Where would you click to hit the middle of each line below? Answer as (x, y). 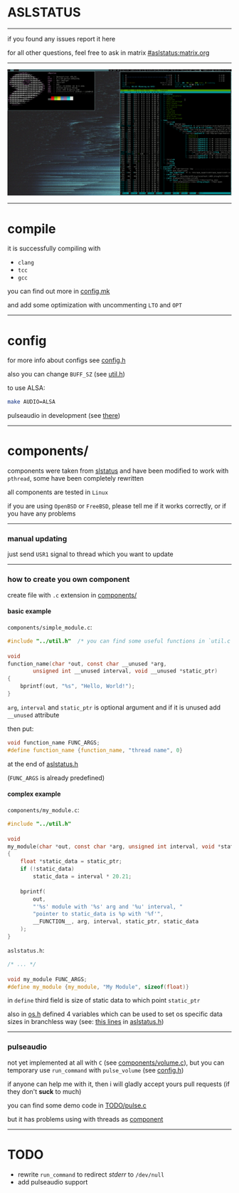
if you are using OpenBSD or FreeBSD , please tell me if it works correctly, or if (117, 506)
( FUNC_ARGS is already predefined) (56, 777)
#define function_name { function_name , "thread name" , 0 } (95, 750)
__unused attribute (33, 715)
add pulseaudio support (53, 1182)
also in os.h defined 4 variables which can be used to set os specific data (115, 1014)
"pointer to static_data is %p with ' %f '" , (98, 914)
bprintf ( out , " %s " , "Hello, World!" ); (78, 686)
